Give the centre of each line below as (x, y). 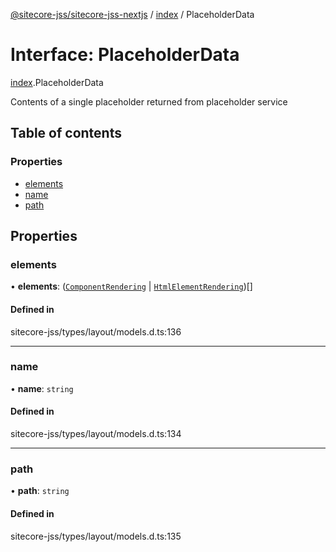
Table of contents (66, 133)
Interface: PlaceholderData (125, 55)
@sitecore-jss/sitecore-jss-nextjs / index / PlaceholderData (132, 14)
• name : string (42, 388)
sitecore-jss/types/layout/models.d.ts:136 (96, 331)
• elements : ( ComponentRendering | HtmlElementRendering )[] (131, 286)
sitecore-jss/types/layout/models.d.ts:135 (96, 536)
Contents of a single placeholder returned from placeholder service (149, 101)
